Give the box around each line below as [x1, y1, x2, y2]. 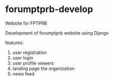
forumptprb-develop [5, 4, 93, 15]
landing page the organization [12, 65, 75, 71]
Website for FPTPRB [5, 20, 47, 26]
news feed [12, 70, 35, 76]
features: [5, 39, 24, 46]
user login [12, 54, 34, 61]
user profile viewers [12, 60, 54, 66]
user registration [12, 49, 47, 55]
